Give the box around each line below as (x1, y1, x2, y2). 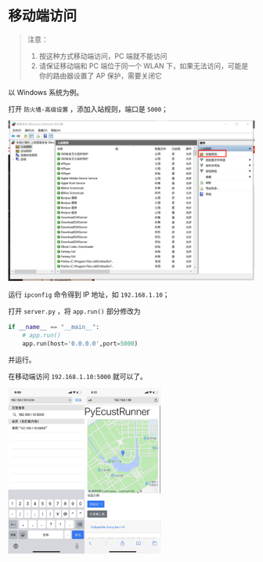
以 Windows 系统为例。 (8, 87, 84, 97)
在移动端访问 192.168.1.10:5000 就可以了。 (8, 371, 147, 381)
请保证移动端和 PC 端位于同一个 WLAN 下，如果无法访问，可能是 (38, 60, 249, 71)
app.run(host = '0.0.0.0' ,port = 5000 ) (22, 339, 139, 348)
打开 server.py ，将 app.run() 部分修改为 (8, 307, 141, 316)
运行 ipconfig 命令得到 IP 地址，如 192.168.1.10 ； (8, 290, 170, 299)
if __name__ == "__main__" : (8, 323, 100, 331)
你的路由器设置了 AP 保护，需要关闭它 (38, 71, 163, 80)
